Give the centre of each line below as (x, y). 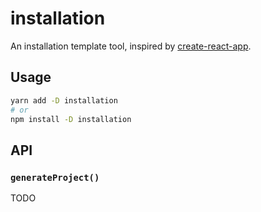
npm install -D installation (71, 119)
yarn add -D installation (64, 100)
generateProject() (55, 177)
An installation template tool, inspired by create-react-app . (131, 46)
